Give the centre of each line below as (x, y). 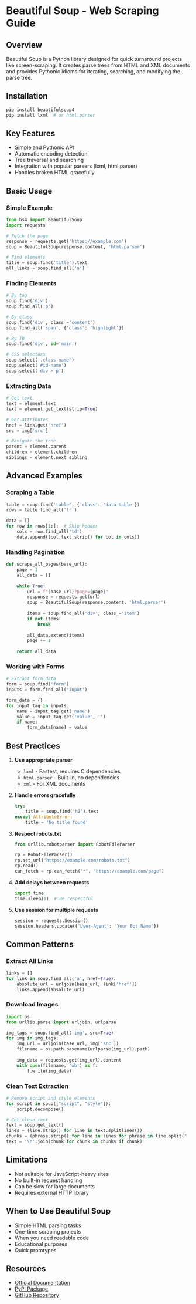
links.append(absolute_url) (51, 989)
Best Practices (33, 746)
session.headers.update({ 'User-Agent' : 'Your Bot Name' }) (87, 926)
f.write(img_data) (49, 1071)
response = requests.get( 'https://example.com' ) (66, 241)
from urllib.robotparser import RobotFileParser (75, 844)
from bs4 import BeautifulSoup (44, 220)
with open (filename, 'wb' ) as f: (57, 1065)
